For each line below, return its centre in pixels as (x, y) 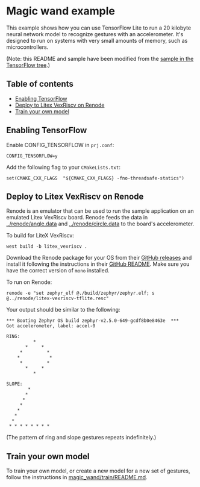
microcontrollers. (27, 47)
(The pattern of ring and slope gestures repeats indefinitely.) (81, 438)
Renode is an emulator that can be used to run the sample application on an (100, 211)
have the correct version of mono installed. (58, 271)
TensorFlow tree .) (28, 65)
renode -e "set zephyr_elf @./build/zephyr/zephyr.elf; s (80, 294)
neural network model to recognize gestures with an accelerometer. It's (95, 34)
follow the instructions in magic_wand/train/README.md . (77, 477)
